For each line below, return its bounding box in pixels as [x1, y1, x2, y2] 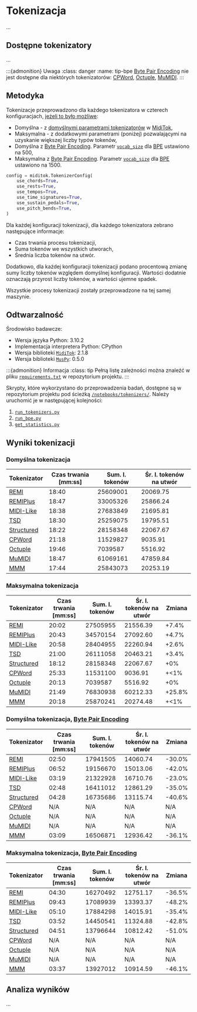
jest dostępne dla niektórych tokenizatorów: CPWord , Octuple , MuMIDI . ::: [6, 73, 185, 80]
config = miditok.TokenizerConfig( [6, 172, 93, 178]
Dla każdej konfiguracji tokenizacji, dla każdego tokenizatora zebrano [6, 221, 174, 228]
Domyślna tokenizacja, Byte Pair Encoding [6, 715, 129, 723]
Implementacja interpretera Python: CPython [14, 343, 123, 350]
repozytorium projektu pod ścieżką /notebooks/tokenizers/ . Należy [6, 391, 169, 398]
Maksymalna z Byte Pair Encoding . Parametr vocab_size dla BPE [14, 155, 170, 162]
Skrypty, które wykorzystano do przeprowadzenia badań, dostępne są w [6, 384, 182, 391]
